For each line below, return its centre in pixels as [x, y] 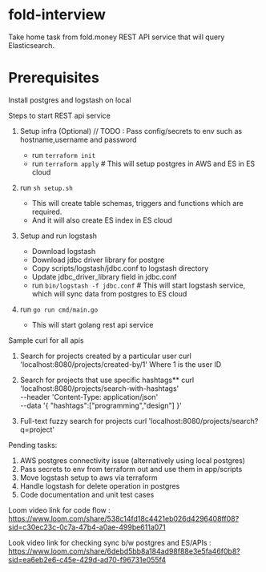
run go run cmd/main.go [59, 309]
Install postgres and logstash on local [70, 100]
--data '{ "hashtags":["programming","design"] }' [101, 405]
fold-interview [57, 15]
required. [47, 211]
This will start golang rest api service [93, 324]
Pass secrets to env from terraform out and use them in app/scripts [131, 469]
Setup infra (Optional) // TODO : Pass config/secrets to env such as [131, 131]
